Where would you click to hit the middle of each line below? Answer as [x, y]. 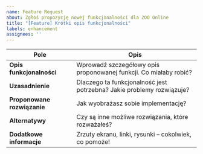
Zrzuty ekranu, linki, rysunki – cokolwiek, [134, 135]
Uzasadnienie [30, 86]
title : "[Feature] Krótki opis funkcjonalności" [69, 23]
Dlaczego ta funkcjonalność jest [122, 82]
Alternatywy [28, 121]
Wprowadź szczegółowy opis [118, 65]
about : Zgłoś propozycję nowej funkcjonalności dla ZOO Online [88, 18]
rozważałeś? [94, 124]
